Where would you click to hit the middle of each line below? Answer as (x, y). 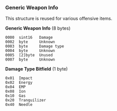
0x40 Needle (19, 105)
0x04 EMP (16, 87)
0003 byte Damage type (35, 46)
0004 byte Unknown (30, 51)
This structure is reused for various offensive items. (59, 19)
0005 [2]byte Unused (29, 55)
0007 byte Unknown (30, 60)
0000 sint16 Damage (29, 38)
